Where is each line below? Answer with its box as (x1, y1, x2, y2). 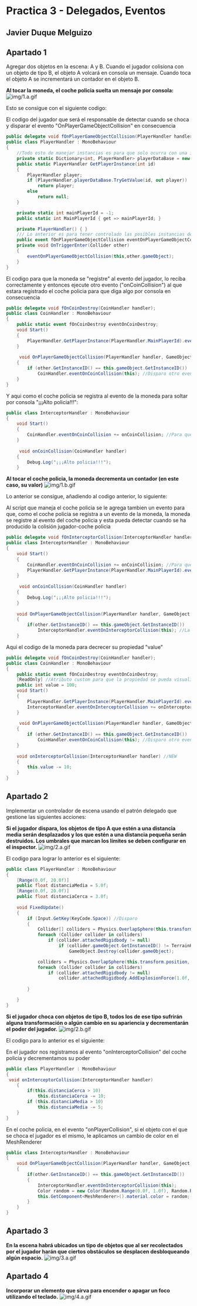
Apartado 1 (6, 47, 47, 57)
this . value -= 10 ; (27, 764, 72, 770)
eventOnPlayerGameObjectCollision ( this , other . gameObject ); (27, 253, 175, 259)
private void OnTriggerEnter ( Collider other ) (16, 242, 130, 248)
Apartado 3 (6, 1226, 49, 1236)
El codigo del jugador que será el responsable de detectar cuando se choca (6, 116, 189, 123)
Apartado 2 (6, 791, 49, 801)
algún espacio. (6, 1254, 43, 1261)
